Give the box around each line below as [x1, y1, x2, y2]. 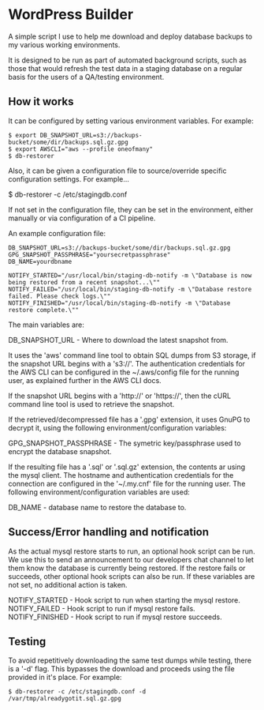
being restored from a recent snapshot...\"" [8, 278, 160, 286]
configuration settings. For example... [8, 174, 130, 183]
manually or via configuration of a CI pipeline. [8, 213, 156, 223]
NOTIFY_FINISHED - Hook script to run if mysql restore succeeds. [8, 612, 222, 622]
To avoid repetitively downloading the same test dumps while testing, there [8, 656, 252, 665]
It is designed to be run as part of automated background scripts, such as [8, 55, 247, 65]
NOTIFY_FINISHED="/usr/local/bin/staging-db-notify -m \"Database [8, 299, 231, 307]
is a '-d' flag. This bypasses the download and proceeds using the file [8, 664, 235, 674]
